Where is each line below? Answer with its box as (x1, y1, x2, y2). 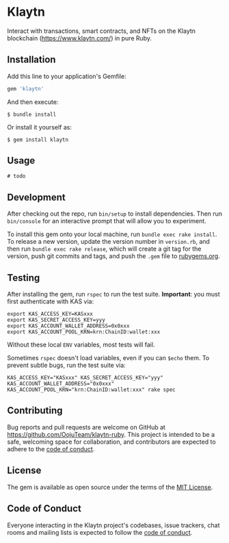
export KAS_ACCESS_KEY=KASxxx (7, 311, 94, 318)
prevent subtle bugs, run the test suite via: (7, 361, 126, 370)
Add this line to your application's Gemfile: (7, 72, 126, 80)
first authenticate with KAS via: (7, 297, 94, 305)
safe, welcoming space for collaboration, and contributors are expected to (7, 438, 217, 446)
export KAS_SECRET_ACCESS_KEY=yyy (7, 316, 106, 324)
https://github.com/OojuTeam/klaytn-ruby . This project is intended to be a (7, 430, 215, 438)
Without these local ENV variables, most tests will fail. (7, 340, 155, 349)
